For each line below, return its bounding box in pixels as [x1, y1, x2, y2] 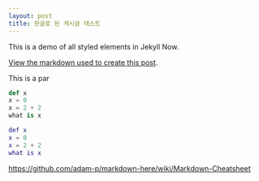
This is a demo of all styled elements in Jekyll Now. [8, 41, 179, 51]
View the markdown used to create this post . [8, 58, 158, 67]
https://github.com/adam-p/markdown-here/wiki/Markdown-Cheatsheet [8, 163, 252, 173]
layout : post [8, 11, 53, 20]
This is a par [8, 73, 50, 83]
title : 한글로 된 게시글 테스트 [8, 19, 101, 28]
